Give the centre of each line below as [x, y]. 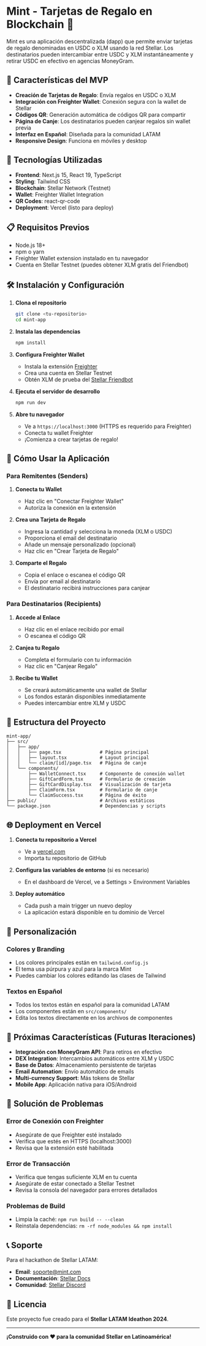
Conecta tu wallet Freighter [59, 433]
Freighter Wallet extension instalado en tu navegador [82, 259]
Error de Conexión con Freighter [55, 1121]
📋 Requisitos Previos [48, 228]
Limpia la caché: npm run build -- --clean [70, 1220]
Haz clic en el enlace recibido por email [74, 629]
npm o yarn [30, 252]
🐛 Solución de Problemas [55, 1104]
